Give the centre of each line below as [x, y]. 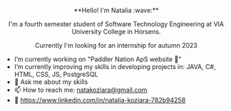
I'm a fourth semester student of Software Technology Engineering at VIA [116, 24]
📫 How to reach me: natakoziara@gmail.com [81, 90]
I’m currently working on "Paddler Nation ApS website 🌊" [98, 59]
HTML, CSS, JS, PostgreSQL [56, 74]
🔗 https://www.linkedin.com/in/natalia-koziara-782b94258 [100, 100]
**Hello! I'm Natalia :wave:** [116, 10]
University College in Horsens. [116, 32]
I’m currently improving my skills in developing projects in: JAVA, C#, [115, 67]
